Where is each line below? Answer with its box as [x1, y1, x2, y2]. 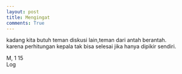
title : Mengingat [6, 14, 50, 20]
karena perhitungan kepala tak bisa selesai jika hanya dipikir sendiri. [6, 43, 177, 50]
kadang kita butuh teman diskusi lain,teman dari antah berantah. [6, 37, 167, 44]
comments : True [6, 20, 45, 26]
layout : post [6, 8, 39, 15]
